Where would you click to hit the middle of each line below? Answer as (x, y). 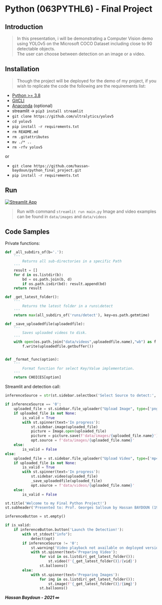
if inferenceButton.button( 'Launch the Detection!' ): (69, 530)
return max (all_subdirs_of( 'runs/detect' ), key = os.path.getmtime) (82, 315)
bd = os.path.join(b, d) (47, 279)
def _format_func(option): (32, 359)
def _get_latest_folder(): (32, 297)
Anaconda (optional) (32, 106)
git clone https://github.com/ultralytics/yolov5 (63, 116)
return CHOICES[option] (38, 377)
